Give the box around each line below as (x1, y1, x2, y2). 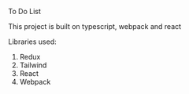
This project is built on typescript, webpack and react (8, 22, 182, 31)
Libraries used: (8, 37, 57, 46)
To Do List (8, 7, 41, 16)
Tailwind (19, 60, 47, 70)
